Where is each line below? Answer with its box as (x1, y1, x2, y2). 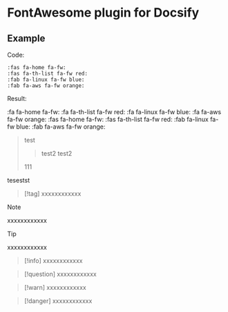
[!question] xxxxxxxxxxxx (23, 270, 97, 278)
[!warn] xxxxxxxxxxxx (23, 284, 86, 291)
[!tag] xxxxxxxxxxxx (23, 190, 82, 198)
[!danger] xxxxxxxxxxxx (23, 297, 93, 305)
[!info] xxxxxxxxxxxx (23, 257, 83, 264)
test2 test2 (41, 149, 73, 157)
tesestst (7, 176, 30, 184)
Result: (7, 95, 27, 102)
